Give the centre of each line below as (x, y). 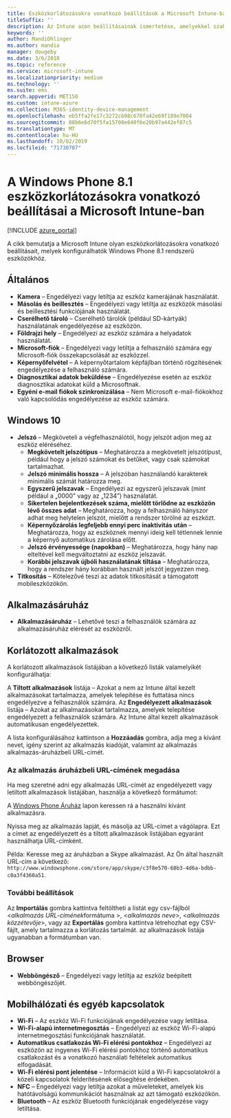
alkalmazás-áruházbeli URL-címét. (56, 752)
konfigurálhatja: (29, 675)
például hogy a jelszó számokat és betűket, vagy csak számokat (118, 459)
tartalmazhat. (46, 466)
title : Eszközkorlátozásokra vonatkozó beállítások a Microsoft (101, 13)
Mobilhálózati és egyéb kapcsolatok (86, 1004)
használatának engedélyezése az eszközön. (79, 326)
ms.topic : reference (37, 65)
